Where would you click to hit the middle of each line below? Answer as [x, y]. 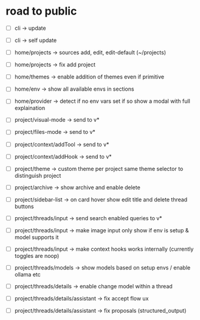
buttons [24, 206]
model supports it [36, 237]
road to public [41, 11]
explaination [30, 108]
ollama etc [27, 274]
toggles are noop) [37, 256]
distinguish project [38, 175]
